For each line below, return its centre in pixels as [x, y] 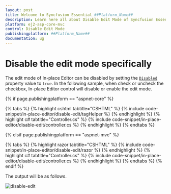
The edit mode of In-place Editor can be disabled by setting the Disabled [81, 78]
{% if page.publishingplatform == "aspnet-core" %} [60, 99]
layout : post [19, 10]
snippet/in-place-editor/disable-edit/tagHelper [54, 114]
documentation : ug [25, 39]
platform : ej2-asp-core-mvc [35, 24]
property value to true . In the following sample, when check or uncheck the [84, 83]
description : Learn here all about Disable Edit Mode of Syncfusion [79, 19]
